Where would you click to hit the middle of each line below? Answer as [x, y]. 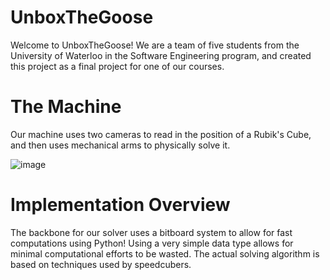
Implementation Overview [120, 205]
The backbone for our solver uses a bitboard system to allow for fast [151, 232]
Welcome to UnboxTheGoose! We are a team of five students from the [155, 45]
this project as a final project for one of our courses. [117, 66]
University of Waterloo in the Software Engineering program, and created [161, 55]
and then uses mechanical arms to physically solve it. [120, 145]
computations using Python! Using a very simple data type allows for [152, 243]
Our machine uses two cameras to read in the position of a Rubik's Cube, [161, 134]
